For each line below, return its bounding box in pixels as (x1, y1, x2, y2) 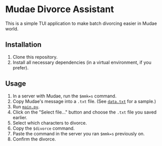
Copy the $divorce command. (12, 125, 75, 131)
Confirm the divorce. (12, 136, 56, 142)
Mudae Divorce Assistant (5, 4, 114, 15)
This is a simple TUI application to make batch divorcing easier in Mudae (5, 20, 157, 26)
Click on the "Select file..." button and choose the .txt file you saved (12, 109, 157, 115)
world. (5, 25, 19, 31)
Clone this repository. (12, 54, 58, 60)
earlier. (12, 114, 27, 120)
